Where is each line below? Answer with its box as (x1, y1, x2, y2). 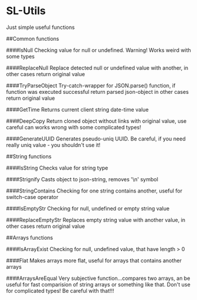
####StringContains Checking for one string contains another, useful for (6, 187, 183, 194)
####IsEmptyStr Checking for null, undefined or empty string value (6, 205, 170, 212)
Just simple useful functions (6, 24, 75, 31)
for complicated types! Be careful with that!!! (6, 287, 114, 294)
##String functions (6, 152, 52, 160)
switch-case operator (6, 193, 59, 200)
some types (6, 53, 35, 60)
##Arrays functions (6, 234, 53, 241)
